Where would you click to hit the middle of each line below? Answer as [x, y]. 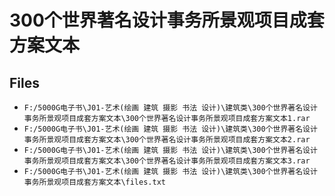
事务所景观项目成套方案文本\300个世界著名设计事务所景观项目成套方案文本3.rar [167, 161]
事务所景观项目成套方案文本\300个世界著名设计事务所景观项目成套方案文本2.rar [167, 140]
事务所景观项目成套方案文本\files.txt [94, 182]
